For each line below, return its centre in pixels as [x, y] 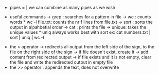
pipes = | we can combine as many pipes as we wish [62, 7]
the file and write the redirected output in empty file [61, 62]
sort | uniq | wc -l [27, 37]
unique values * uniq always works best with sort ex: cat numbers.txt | [80, 32]
